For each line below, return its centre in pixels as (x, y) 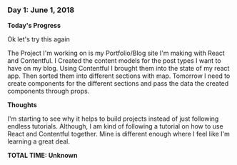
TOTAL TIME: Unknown (42, 156)
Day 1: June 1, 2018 (41, 10)
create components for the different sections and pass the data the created (118, 84)
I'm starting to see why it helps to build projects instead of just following (113, 119)
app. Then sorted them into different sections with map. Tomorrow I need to (119, 76)
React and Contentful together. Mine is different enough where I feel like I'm (119, 134)
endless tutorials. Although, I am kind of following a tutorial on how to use (115, 126)
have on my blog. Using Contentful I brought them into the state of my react (118, 69)
